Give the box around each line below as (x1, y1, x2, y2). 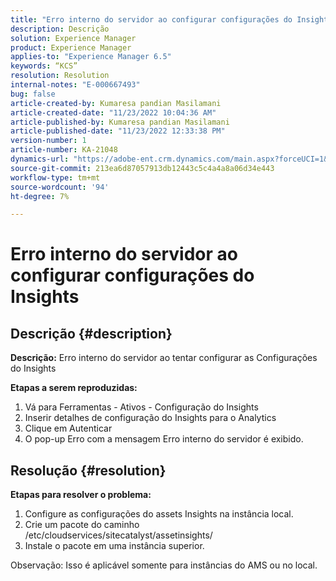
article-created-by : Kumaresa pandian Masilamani (10, 98, 222, 108)
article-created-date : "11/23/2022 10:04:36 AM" (10, 107, 217, 118)
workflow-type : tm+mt (10, 172, 101, 183)
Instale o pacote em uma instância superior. (24, 540, 205, 552)
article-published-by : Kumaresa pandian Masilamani (10, 117, 230, 127)
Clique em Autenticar (24, 422, 113, 435)
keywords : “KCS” (10, 61, 78, 71)
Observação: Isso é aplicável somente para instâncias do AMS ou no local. (10, 559, 318, 571)
